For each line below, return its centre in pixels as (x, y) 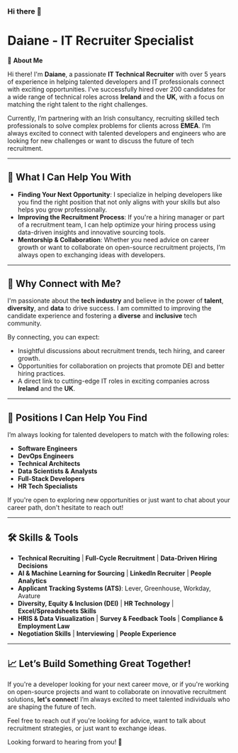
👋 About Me (25, 60)
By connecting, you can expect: (54, 337)
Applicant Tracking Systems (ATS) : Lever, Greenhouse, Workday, (114, 588)
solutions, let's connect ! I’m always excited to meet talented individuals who (119, 699)
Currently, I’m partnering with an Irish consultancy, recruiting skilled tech (113, 118)
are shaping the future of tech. (52, 707)
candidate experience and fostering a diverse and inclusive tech (102, 316)
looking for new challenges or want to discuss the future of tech (101, 141)
